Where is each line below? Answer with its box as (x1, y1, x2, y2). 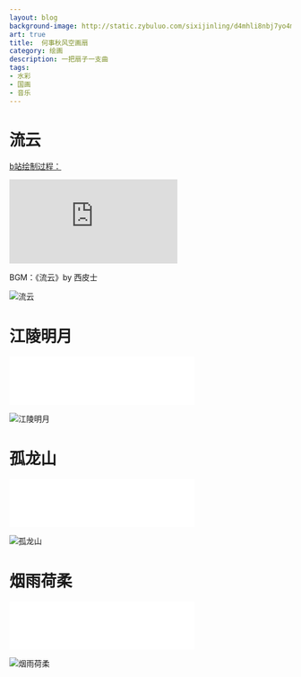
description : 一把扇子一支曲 (9, 55, 109, 64)
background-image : (9, 22, 78, 31)
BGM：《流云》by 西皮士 (9, 272, 99, 283)
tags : (9, 64, 30, 73)
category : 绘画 (9, 47, 64, 56)
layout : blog (9, 13, 58, 22)
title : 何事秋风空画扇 (9, 38, 89, 48)
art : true (9, 30, 47, 39)
